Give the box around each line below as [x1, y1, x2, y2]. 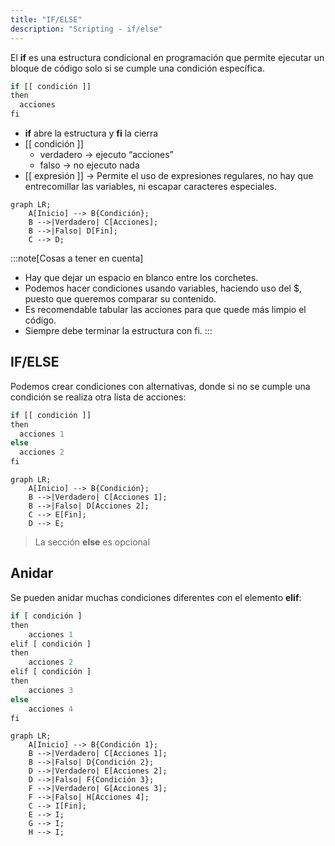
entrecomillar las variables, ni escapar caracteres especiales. [24, 181, 277, 192]
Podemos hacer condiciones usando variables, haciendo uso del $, [24, 282, 302, 294]
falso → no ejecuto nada [39, 159, 140, 171]
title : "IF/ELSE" [10, 14, 83, 25]
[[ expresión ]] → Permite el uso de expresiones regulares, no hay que [24, 170, 314, 181]
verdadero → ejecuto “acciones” [39, 149, 174, 160]
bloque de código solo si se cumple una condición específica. [10, 62, 265, 74]
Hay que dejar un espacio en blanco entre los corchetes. [24, 272, 259, 283]
